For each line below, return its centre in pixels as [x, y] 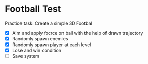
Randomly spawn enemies [40, 39]
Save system [26, 56]
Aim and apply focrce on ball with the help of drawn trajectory [78, 33]
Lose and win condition [37, 50]
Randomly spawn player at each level [51, 45]
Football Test [33, 9]
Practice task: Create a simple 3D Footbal [49, 23]
